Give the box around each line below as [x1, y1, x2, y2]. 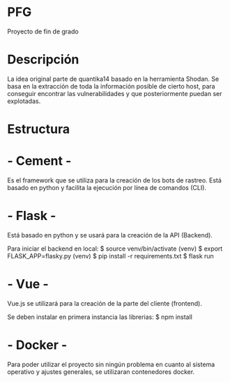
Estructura [7, 121, 70, 137]
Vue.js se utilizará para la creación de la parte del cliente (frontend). [7, 299, 202, 307]
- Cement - [7, 153, 72, 169]
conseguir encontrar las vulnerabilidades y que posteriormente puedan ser [7, 89, 222, 97]
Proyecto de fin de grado [7, 27, 79, 36]
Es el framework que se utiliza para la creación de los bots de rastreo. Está [7, 176, 222, 185]
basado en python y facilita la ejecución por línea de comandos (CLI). [7, 184, 207, 191]
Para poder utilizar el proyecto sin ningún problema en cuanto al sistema [7, 360, 215, 368]
